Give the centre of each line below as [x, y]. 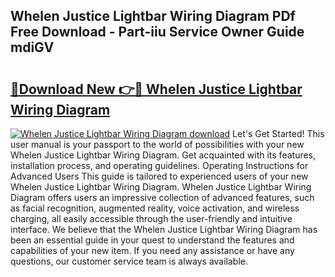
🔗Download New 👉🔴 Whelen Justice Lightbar [156, 89]
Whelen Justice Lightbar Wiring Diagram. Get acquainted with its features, [163, 155]
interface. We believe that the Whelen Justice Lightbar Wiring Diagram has [164, 229]
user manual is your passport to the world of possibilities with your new [157, 144]
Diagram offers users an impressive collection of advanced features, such [162, 197]
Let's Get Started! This [278, 133]
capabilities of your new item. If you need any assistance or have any [152, 250]
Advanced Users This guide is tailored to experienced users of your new [159, 176]
